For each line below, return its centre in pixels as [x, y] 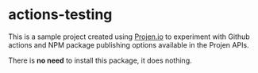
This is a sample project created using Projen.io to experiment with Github [129, 36]
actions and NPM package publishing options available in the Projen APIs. [129, 44]
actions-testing [60, 15]
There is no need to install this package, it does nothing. [100, 60]
